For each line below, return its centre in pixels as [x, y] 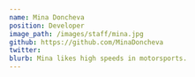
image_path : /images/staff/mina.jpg [76, 34]
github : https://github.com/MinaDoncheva [86, 42]
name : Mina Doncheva [47, 17]
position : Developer [47, 26]
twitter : [25, 50]
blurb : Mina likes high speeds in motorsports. [98, 58]
